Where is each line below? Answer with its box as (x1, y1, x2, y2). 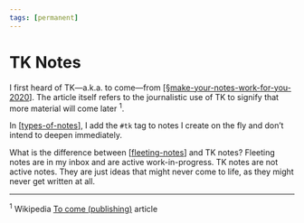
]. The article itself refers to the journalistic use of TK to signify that (28, 91, 279, 102)
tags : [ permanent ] (9, 13, 79, 23)
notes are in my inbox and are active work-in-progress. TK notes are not (9, 157, 279, 168)
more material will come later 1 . (9, 101, 125, 114)
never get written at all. (9, 176, 96, 187)
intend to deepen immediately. (9, 130, 122, 141)
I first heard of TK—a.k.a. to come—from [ (9, 82, 166, 93)
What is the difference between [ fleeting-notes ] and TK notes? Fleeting (9, 147, 276, 158)
